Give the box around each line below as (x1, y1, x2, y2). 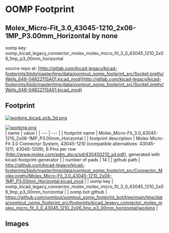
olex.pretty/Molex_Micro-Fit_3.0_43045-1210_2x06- (5, 172, 112, 179)
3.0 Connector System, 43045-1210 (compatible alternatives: (12, 140, 139, 147)
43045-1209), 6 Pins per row (16, 146, 76, 152)
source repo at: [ (5, 66, 40, 71)
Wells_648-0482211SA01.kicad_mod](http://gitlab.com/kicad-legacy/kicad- (5, 76, 161, 82)
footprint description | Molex (89, 135, 149, 141)
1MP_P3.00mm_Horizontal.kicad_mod (5, 178, 84, 184)
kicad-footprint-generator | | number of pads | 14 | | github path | (5, 156, 140, 162)
